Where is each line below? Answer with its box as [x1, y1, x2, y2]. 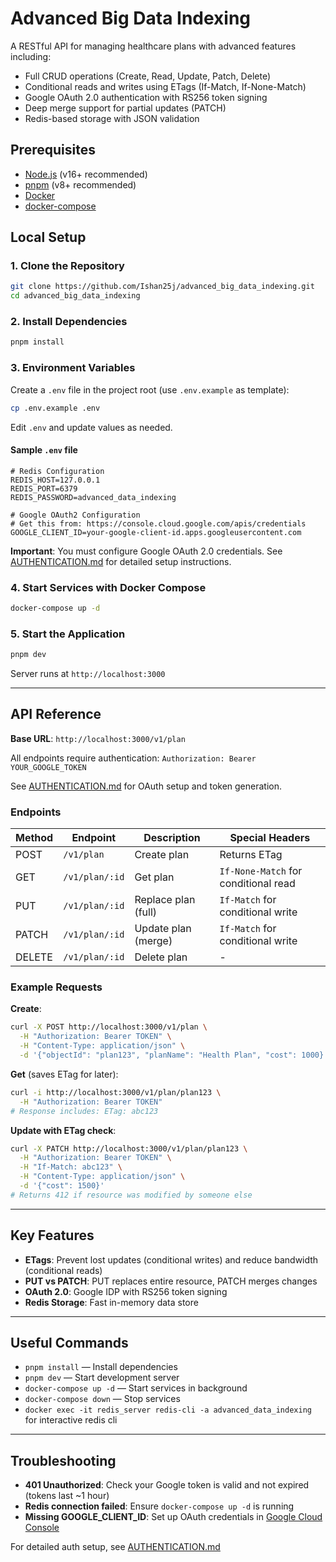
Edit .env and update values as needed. [10, 421, 173, 433]
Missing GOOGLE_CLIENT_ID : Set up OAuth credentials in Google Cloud [24, 1511, 323, 1523]
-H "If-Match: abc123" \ [19, 1162, 123, 1172]
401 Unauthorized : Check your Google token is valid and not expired [24, 1479, 310, 1491]
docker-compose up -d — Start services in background [24, 1382, 248, 1394]
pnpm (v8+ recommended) [24, 178, 137, 191]
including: [10, 50, 52, 62]
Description [143, 831, 201, 845]
